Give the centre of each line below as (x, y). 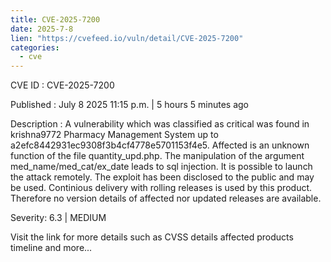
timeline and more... (51, 248)
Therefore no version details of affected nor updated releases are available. (166, 198)
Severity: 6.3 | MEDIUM (58, 218)
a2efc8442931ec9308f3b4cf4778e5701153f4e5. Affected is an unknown (160, 145)
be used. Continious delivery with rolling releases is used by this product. (161, 188)
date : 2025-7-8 (42, 29)
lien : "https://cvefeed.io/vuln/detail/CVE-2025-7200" (127, 38)
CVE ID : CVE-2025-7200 (62, 85)
